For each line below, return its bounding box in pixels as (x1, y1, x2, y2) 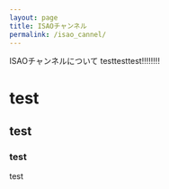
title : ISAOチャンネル (9, 22, 87, 31)
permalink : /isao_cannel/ (9, 30, 106, 39)
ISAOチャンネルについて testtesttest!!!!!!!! (9, 56, 160, 67)
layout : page (9, 13, 58, 22)
